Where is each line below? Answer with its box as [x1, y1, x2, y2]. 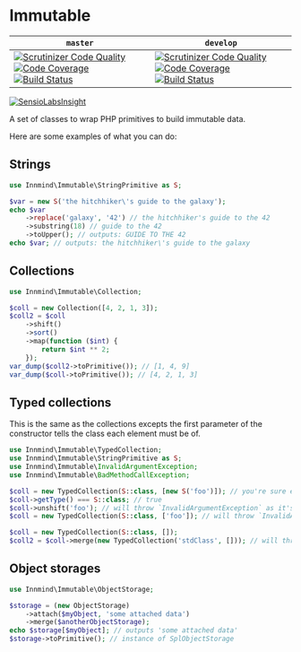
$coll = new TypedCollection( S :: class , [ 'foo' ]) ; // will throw [9, 512, 254, 521]
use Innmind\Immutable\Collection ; [9, 287, 142, 296]
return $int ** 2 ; [41, 344, 110, 354]
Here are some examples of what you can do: [9, 131, 177, 142]
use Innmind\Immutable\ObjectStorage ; [9, 585, 154, 594]
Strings [9, 157, 51, 172]
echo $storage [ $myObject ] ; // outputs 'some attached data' [9, 626, 239, 635]
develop [204, 38, 237, 48]
